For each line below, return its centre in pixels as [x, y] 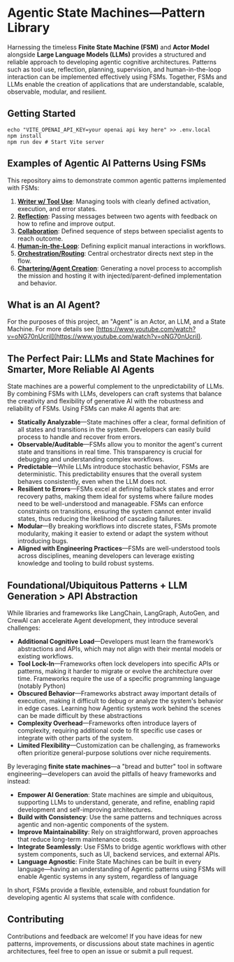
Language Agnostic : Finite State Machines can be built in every [109, 862]
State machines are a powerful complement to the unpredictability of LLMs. [116, 387]
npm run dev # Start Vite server [56, 142]
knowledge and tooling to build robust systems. [86, 563]
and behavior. [37, 283]
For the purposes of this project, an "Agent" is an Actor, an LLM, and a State [116, 322]
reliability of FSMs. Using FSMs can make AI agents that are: [94, 409]
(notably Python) [42, 686]
